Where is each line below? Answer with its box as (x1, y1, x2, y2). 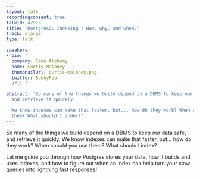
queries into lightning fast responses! (6, 166, 97, 173)
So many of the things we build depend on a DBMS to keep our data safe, (6, 129, 186, 136)
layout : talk (6, 8, 39, 15)
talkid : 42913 (6, 20, 42, 26)
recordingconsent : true (6, 14, 65, 20)
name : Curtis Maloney (11, 64, 65, 70)
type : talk (6, 36, 33, 42)
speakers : (6, 47, 31, 54)
